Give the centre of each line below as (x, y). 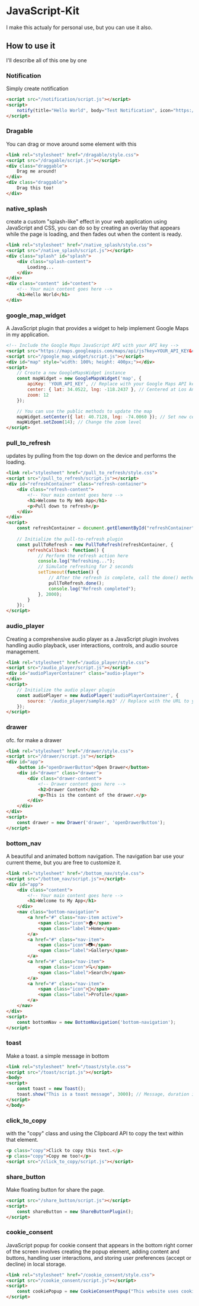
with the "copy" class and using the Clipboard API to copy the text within (95, 1133)
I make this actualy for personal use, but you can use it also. (79, 27)
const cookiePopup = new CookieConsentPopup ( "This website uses (98, 1291)
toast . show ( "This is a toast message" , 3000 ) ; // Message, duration (103, 1094)
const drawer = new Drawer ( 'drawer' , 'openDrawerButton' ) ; (91, 822)
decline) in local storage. (36, 1264)
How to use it (31, 46)
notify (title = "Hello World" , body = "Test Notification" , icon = (95, 110)
